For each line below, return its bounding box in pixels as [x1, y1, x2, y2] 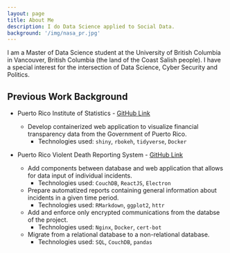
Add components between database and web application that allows [27, 164, 224, 173]
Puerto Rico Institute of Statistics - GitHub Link [17, 109, 150, 118]
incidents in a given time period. [27, 193, 119, 202]
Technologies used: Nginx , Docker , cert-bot [37, 223, 162, 232]
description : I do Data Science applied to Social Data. [7, 23, 175, 30]
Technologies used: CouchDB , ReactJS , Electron [37, 179, 171, 187]
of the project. [27, 216, 69, 224]
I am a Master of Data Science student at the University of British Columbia [7, 49, 222, 57]
